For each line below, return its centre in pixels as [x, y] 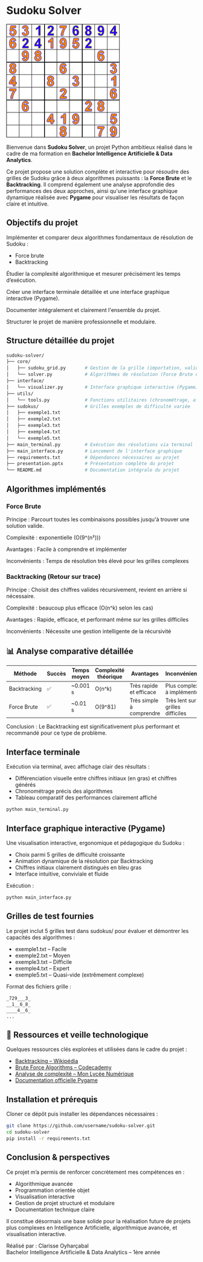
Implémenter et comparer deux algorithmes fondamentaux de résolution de [100, 237]
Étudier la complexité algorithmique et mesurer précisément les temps [94, 273]
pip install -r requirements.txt [48, 1139]
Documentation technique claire [55, 1209]
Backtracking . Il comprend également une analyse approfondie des [91, 184]
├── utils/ [20, 394]
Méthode [25, 673]
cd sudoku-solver [28, 1132]
